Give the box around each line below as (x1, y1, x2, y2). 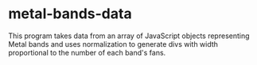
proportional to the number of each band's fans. (8, 48, 166, 57)
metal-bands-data (8, 5, 133, 23)
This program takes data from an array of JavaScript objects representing (8, 31, 250, 40)
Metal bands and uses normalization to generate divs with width (8, 39, 219, 48)
